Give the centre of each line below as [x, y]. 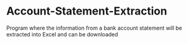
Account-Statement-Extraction [87, 11]
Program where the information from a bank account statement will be [94, 28]
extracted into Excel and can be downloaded [62, 34]
